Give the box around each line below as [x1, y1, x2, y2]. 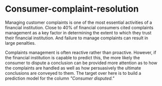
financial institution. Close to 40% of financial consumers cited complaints [5, 24, 154, 30]
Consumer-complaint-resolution [5, 3, 139, 15]
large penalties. [5, 40, 36, 46]
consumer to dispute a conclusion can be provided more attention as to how [5, 60, 158, 66]
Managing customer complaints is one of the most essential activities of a [5, 19, 152, 25]
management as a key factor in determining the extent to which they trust [5, 30, 152, 35]
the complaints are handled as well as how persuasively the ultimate [5, 65, 142, 71]
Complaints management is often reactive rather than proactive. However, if [5, 50, 157, 55]
